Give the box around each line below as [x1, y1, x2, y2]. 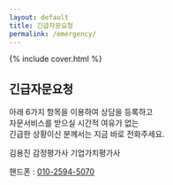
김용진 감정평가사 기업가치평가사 [9, 148, 121, 158]
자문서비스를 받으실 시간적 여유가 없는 [9, 118, 139, 128]
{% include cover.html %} [9, 54, 103, 65]
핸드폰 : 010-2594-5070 [9, 166, 95, 177]
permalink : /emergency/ [9, 29, 97, 38]
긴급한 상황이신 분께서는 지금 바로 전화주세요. [9, 129, 165, 140]
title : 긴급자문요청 [9, 21, 73, 30]
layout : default [9, 12, 69, 22]
